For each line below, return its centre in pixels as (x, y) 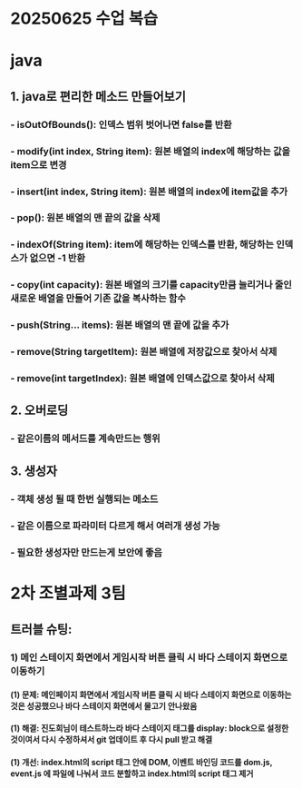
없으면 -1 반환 (57, 258)
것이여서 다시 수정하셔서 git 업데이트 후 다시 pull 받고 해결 (112, 740)
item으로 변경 (39, 164)
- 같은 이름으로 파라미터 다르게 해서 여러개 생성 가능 (115, 526)
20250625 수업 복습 (84, 19)
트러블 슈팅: (41, 630)
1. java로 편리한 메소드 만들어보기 (98, 96)
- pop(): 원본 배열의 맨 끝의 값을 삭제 (85, 218)
